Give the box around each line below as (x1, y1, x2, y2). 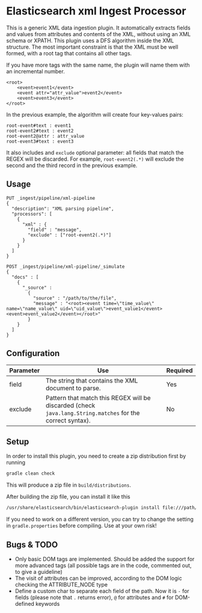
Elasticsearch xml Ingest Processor (6, 4, 186, 18)
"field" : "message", (28, 227, 82, 233)
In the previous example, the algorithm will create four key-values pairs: (6, 111, 183, 118)
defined (14, 600, 35, 607)
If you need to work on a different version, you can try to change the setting (6, 516, 194, 523)
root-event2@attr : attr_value (6, 133, 85, 139)
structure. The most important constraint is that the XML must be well (6, 43, 179, 51)
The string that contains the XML (45, 376, 138, 384)
